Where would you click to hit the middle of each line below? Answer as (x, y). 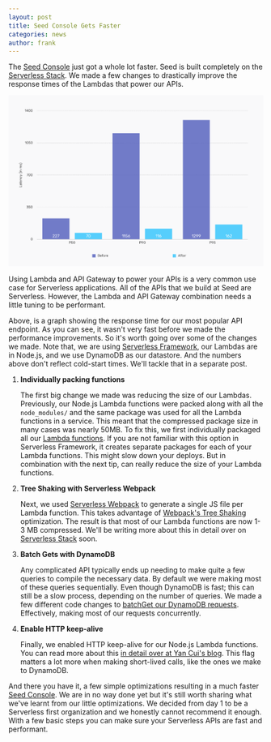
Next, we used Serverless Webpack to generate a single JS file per (132, 504)
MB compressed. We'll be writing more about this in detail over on (137, 530)
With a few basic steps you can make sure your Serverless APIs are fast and (135, 720)
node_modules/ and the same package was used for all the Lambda (131, 412)
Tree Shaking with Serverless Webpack (88, 488)
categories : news (38, 34)
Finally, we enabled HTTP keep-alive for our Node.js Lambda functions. (139, 644)
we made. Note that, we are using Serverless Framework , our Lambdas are (133, 346)
